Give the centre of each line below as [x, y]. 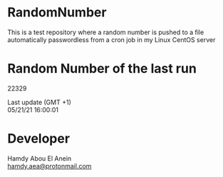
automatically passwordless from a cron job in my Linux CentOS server [111, 39]
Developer [38, 139]
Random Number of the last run [102, 69]
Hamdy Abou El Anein [40, 158]
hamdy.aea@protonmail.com [50, 166]
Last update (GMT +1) [39, 102]
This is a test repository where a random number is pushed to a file [106, 32]
